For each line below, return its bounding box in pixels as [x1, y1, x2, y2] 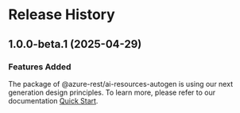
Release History [8, 6, 115, 24]
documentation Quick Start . [8, 95, 99, 105]
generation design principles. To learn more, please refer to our [8, 88, 216, 97]
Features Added [8, 61, 72, 72]
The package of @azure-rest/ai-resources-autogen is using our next [8, 79, 233, 88]
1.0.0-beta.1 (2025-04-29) [8, 37, 142, 51]
